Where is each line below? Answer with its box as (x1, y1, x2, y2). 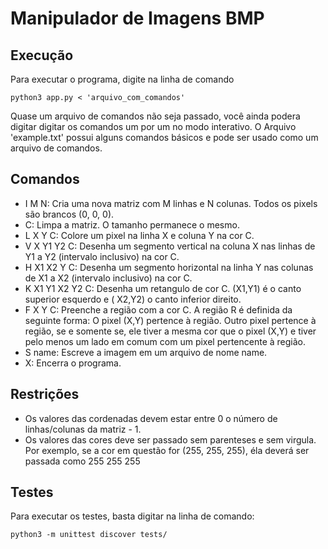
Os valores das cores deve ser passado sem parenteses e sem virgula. (24, 433, 317, 446)
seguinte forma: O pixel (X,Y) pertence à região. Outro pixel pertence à (24, 314, 317, 326)
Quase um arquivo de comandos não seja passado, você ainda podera (10, 110, 301, 122)
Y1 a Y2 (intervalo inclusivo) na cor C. (24, 250, 180, 262)
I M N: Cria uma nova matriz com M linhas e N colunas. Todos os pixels (24, 197, 318, 209)
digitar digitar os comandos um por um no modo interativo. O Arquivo (10, 121, 297, 132)
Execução (10, 47, 74, 64)
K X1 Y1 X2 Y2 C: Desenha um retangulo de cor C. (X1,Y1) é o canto (24, 282, 302, 294)
